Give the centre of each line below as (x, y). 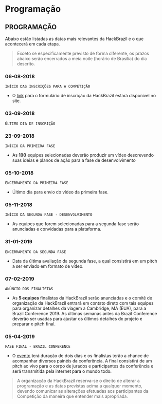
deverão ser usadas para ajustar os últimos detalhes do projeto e (77, 319)
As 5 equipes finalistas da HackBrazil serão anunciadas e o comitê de (82, 298)
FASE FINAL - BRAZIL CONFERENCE (38, 347)
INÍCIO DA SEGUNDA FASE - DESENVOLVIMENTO (49, 215)
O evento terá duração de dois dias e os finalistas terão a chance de (81, 356)
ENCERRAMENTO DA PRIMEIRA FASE (37, 183)
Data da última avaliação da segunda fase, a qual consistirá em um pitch (84, 261)
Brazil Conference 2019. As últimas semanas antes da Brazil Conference (84, 314)
